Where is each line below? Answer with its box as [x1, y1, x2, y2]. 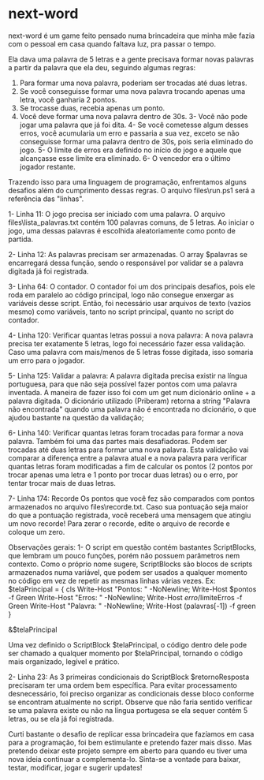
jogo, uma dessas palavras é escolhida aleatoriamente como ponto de [8, 226, 236, 235]
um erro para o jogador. [8, 356, 85, 365]
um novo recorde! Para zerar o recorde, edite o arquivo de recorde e [8, 518, 230, 528]
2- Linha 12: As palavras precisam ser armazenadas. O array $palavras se [8, 249, 248, 259]
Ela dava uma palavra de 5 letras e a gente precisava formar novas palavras [8, 54, 255, 64]
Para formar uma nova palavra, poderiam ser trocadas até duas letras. [19, 78, 247, 88]
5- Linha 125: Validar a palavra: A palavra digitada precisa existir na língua [8, 371, 248, 380]
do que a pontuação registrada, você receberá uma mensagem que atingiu [8, 510, 251, 520]
